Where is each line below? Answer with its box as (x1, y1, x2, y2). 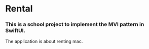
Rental (5, 3, 33, 14)
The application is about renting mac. (5, 38, 83, 44)
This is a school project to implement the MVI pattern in (5, 21, 144, 28)
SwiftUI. (5, 27, 25, 34)
